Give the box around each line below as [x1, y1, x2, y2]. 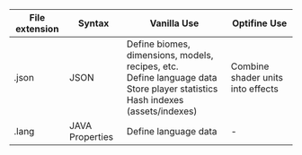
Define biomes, [126, 38, 191, 50]
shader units [230, 72, 283, 83]
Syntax [77, 17, 110, 30]
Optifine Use [232, 17, 288, 30]
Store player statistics [126, 82, 218, 95]
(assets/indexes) [126, 105, 198, 117]
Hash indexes [126, 94, 184, 106]
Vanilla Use [149, 17, 200, 30]
